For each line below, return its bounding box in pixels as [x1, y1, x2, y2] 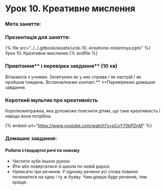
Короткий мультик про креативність [5, 97, 98, 104]
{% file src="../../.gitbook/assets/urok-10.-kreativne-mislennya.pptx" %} [5, 45, 151, 51]
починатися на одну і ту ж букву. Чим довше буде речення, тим [12, 174, 147, 180]
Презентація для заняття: [5, 34, 70, 41]
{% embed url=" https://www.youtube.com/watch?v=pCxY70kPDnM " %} [5, 123, 152, 128]
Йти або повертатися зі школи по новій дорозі [12, 163, 110, 169]
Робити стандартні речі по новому [5, 147, 80, 153]
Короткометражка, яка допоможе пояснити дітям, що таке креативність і [5, 108, 161, 114]
